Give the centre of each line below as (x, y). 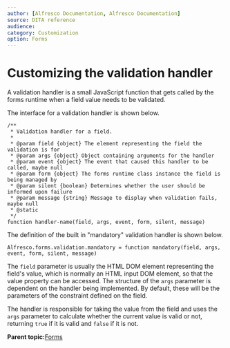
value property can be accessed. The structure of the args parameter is (109, 281)
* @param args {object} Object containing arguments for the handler (112, 156)
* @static (24, 210)
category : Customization (43, 33)
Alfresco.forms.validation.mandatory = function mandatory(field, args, (114, 248)
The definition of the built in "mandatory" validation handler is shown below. (115, 235)
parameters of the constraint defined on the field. (77, 296)
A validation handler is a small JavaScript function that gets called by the (111, 92)
